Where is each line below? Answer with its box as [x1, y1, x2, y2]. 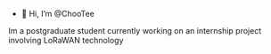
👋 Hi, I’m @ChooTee [21, 9, 94, 19]
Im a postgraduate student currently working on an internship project [8, 26, 262, 35]
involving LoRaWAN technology [8, 35, 124, 45]
